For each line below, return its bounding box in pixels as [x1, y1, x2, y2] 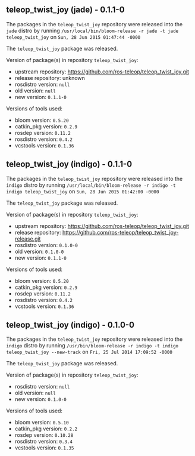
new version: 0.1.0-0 [14, 396, 67, 403]
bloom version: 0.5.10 [14, 419, 70, 426]
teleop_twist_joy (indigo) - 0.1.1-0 [6, 159, 133, 170]
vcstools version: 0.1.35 [14, 444, 74, 451]
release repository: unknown [14, 74, 85, 81]
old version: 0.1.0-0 [14, 248, 64, 255]
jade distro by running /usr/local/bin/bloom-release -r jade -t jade [6, 27, 179, 34]
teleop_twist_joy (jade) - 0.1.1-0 [6, 5, 125, 15]
